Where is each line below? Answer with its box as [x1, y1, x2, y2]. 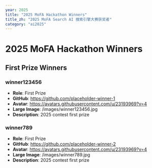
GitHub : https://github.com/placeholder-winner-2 [12, 141, 116, 147]
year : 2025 [5, 7, 28, 13]
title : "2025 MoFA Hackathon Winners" [5, 12, 87, 17]
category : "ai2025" [5, 21, 47, 27]
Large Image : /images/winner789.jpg [12, 152, 90, 158]
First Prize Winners [5, 63, 67, 72]
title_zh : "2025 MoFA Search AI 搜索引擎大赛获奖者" [5, 17, 112, 22]
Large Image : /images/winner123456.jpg [12, 106, 98, 112]
